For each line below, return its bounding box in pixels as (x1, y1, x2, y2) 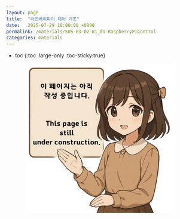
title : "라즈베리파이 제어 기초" (6, 16, 80, 22)
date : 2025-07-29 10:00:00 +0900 (6, 22, 95, 28)
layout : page (6, 10, 39, 16)
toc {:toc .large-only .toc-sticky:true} (14, 52, 106, 59)
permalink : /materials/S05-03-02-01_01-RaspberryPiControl (6, 29, 157, 35)
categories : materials (6, 35, 63, 41)
